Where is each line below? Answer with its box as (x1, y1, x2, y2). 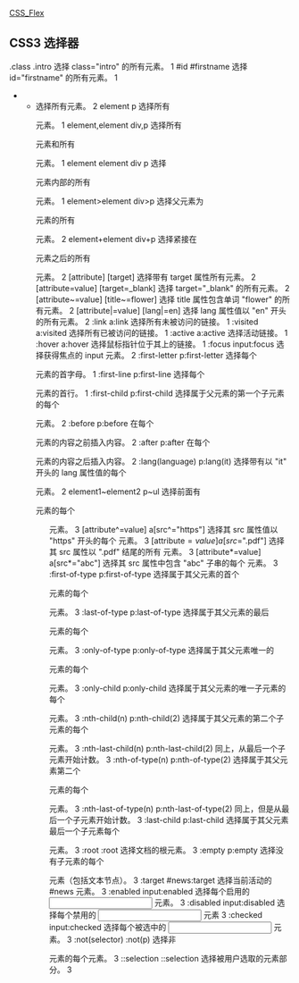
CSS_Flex (9, 8, 45, 18)
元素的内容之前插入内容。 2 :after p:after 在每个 (35, 437, 211, 448)
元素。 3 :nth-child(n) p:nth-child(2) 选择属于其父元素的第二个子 (48, 712, 285, 723)
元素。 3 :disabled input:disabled (154, 897, 275, 908)
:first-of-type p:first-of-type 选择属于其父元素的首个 (48, 568, 240, 579)
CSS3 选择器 (9, 36, 79, 51)
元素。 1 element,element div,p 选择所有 (35, 120, 182, 130)
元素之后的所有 (35, 252, 91, 263)
